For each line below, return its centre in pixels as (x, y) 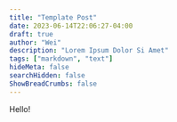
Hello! (20, 109)
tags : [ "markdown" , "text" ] (61, 59)
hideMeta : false (39, 68)
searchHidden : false (48, 76)
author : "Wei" (36, 42)
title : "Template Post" (53, 17)
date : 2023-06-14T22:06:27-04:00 (71, 26)
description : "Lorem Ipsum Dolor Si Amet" (89, 51)
